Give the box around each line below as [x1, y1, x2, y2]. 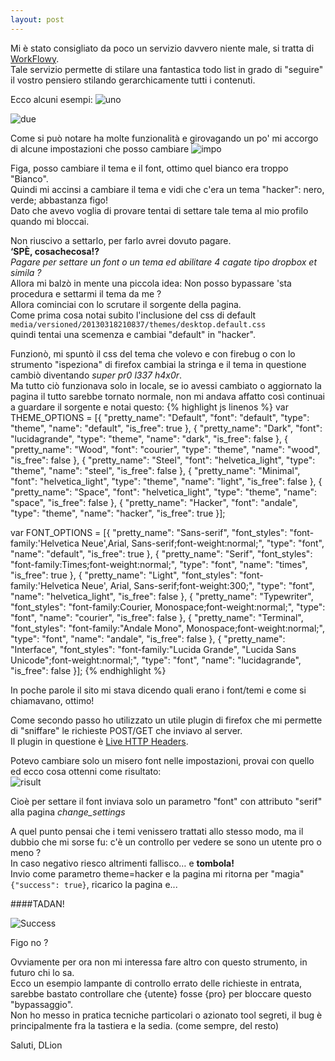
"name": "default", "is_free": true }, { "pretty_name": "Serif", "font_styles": [10, 547, 313, 560]
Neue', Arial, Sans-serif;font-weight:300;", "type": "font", [81, 579, 315, 591]
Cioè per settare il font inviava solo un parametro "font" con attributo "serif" [10, 795, 323, 807]
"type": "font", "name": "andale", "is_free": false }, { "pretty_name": [10, 632, 286, 645]
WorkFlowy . [10, 52, 60, 65]
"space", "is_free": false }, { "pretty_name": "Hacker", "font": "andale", [10, 496, 298, 508]
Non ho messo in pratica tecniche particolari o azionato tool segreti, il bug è [10, 1009, 323, 1021]
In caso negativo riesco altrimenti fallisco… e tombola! [10, 857, 235, 869]
